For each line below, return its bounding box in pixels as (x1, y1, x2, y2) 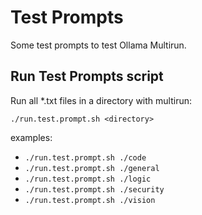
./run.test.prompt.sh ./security (24, 184, 165, 195)
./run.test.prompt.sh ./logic (24, 174, 152, 184)
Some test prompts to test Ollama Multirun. (10, 39, 187, 51)
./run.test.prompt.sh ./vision (24, 195, 156, 205)
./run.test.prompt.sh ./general (24, 163, 160, 173)
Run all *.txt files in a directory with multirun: (10, 94, 192, 106)
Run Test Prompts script (10, 68, 164, 85)
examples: (10, 131, 53, 143)
